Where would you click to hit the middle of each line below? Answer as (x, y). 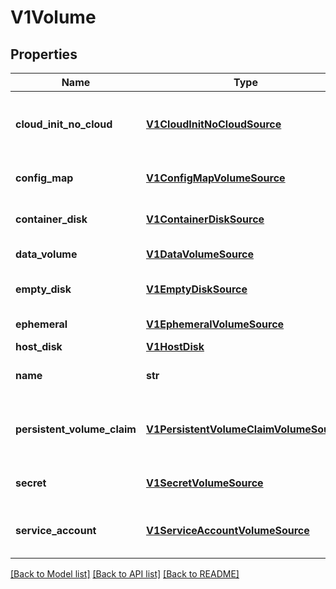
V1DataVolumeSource (200, 254)
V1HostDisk (175, 346)
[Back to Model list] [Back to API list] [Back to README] (125, 574)
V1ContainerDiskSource (205, 219)
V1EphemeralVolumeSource (215, 324)
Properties (44, 54)
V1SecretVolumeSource (204, 483)
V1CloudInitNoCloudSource (213, 124)
